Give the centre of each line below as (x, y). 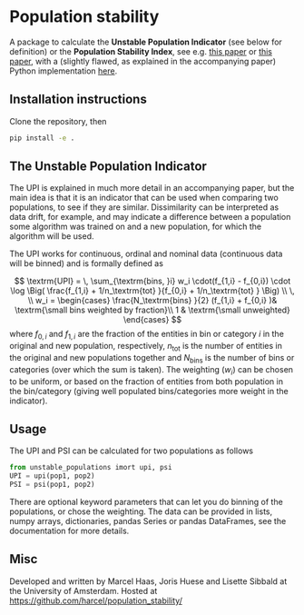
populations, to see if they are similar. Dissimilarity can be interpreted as (144, 207)
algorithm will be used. (52, 236)
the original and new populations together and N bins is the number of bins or (152, 359)
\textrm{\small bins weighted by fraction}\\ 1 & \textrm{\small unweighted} (152, 310)
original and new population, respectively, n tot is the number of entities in (146, 347)
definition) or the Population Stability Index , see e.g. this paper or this (141, 51)
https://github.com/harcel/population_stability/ (96, 600)
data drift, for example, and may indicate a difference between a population (150, 217)
